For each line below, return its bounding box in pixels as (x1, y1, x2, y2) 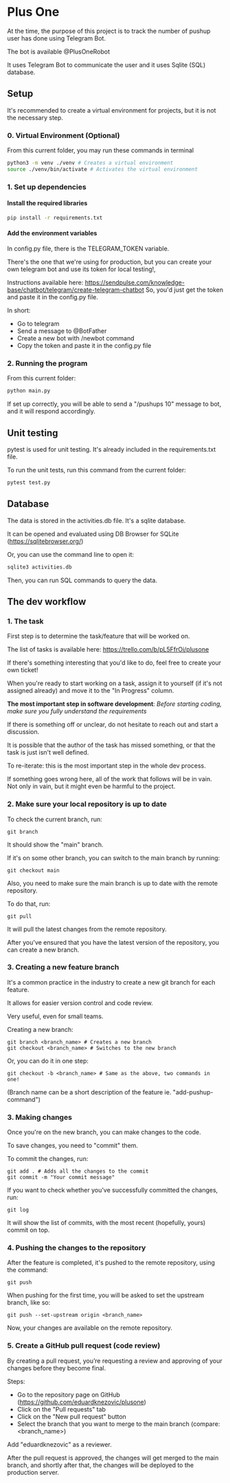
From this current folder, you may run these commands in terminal (7, 146, 194, 154)
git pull (7, 912, 32, 920)
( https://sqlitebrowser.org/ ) (7, 537, 84, 545)
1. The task (7, 616, 44, 625)
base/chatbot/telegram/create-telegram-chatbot (7, 286, 144, 294)
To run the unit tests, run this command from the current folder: (7, 465, 187, 474)
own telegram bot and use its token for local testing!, (7, 265, 156, 273)
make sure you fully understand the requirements (7, 707, 147, 715)
